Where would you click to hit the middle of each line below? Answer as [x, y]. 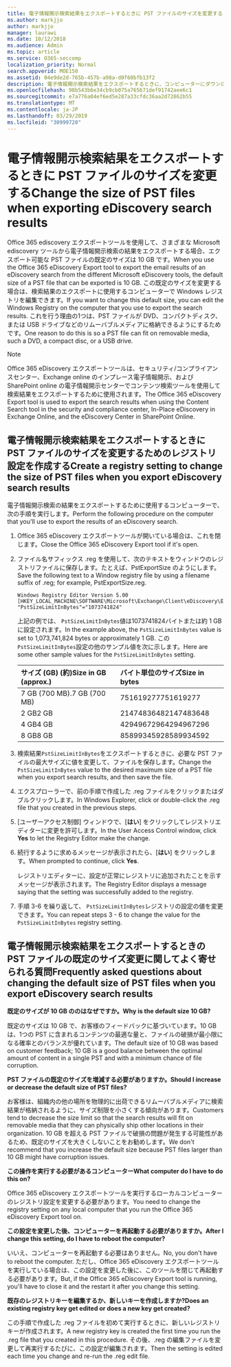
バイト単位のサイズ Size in [162, 673]
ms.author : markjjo [35, 20]
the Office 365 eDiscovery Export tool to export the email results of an [107, 267]
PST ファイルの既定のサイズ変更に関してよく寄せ [112, 958]
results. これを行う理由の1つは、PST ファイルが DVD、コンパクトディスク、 [114, 316]
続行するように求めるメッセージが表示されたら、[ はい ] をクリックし [113, 852]
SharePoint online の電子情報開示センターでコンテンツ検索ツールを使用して [114, 385]
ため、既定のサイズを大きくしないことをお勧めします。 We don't [103, 1142]
